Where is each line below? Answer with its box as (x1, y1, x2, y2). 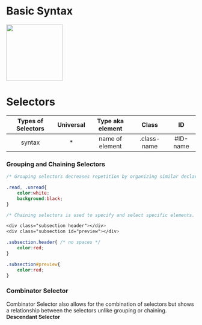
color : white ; (17, 190, 50, 196)
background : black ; (17, 195, 63, 202)
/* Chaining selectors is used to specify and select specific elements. (6, 212, 195, 218)
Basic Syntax (6, 4, 73, 18)
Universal (57, 120, 85, 129)
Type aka (97, 117, 124, 125)
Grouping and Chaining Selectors (6, 160, 105, 168)
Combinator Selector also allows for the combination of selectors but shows (6, 300, 194, 308)
